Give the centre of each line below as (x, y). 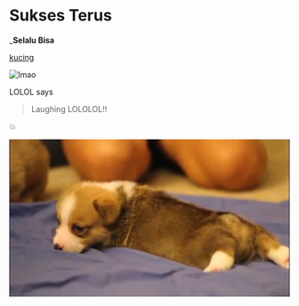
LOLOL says (31, 92)
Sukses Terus (61, 16)
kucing (22, 57)
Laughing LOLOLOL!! (69, 109)
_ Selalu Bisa (32, 40)
